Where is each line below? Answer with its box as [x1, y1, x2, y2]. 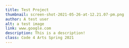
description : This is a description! [5, 30, 86, 35]
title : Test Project [5, 7, 49, 12]
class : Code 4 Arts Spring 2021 [5, 35, 74, 40]
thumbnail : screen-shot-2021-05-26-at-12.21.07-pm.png [5, 12, 124, 17]
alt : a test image [5, 21, 44, 26]
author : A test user [5, 16, 49, 21]
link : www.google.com [5, 26, 51, 31]
